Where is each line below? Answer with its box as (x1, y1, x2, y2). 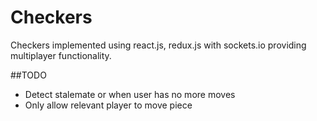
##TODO (10, 69, 47, 81)
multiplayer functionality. (10, 49, 112, 61)
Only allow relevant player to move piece (24, 99, 193, 111)
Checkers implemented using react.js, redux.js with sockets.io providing (10, 39, 307, 51)
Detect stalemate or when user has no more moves (24, 88, 236, 100)
